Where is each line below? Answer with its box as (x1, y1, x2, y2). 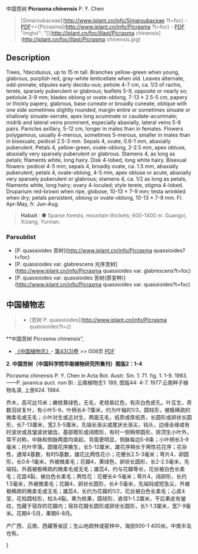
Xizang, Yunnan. (20, 218, 61, 225)
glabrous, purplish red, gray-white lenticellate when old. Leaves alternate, (6, 74, 185, 82)
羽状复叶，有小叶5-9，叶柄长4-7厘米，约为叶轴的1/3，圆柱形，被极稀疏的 (11, 406, 190, 413)
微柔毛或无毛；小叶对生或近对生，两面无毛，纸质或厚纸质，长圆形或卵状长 (6, 413, 187, 421)
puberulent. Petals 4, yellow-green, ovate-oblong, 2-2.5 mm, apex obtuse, (6, 144, 187, 151)
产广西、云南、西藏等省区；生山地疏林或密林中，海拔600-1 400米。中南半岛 (6, 522, 192, 529)
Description (6, 53, 50, 63)
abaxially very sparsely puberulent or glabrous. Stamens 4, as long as (6, 150, 176, 157)
